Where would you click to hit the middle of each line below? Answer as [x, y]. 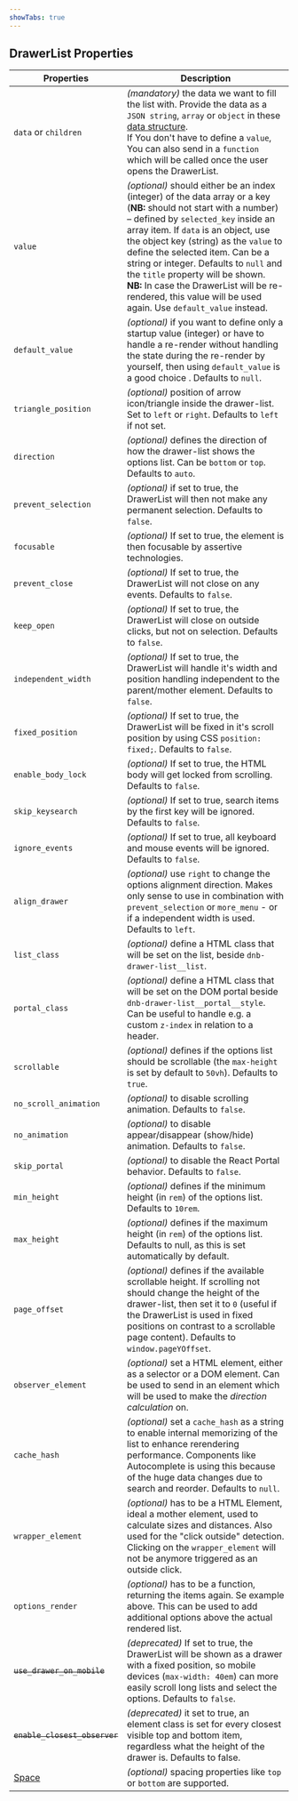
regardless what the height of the [196, 1747]
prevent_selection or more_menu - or [202, 907]
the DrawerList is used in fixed [190, 1315]
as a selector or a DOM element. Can [204, 1374]
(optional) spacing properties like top [204, 1773]
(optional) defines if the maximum [198, 1223]
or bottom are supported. [178, 1783]
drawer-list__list [166, 967]
